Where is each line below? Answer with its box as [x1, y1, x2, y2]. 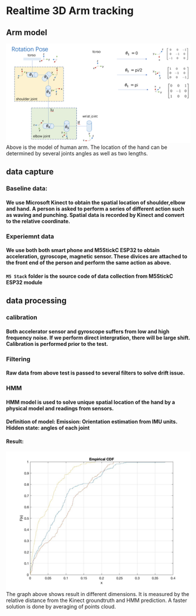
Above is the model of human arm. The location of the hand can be [6, 144, 168, 151]
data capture [6, 167, 54, 177]
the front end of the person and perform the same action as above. [6, 259, 171, 266]
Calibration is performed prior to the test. [6, 340, 108, 347]
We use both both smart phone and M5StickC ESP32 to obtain [6, 247, 160, 254]
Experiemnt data [6, 232, 54, 240]
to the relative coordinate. [6, 217, 70, 224]
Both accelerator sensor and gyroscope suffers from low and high [6, 328, 170, 335]
